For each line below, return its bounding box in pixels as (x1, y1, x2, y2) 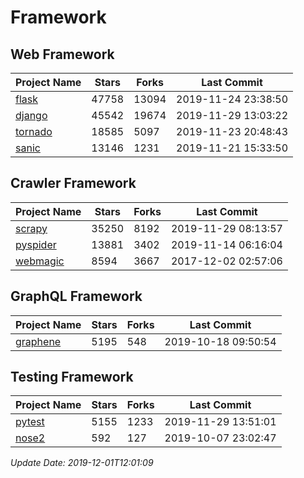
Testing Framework (10, 369, 134, 386)
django (15, 109, 48, 122)
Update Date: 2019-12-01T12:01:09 (10, 457, 154, 469)
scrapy (15, 221, 48, 235)
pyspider (15, 237, 57, 251)
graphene (15, 334, 62, 348)
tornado (15, 125, 53, 138)
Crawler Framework (10, 175, 137, 192)
